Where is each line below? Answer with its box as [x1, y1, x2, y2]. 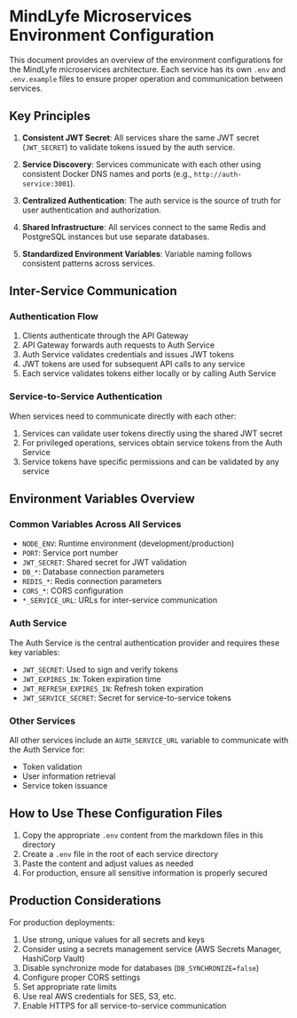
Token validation [21, 762, 82, 773]
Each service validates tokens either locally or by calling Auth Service [21, 368, 277, 379]
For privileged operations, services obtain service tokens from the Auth [21, 437, 283, 448]
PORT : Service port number [21, 548, 119, 558]
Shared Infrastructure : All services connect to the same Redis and [21, 221, 266, 232]
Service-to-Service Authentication [9, 390, 162, 403]
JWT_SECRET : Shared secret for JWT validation [21, 557, 188, 568]
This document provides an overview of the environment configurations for [9, 54, 284, 65]
